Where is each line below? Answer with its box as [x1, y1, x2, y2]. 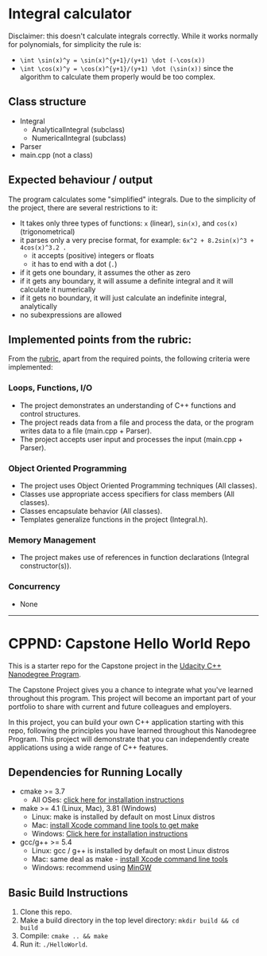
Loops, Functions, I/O [8, 382, 93, 394]
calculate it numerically [19, 284, 96, 294]
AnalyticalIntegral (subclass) [31, 124, 126, 134]
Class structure [8, 95, 87, 108]
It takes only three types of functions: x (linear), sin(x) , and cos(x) [19, 218, 238, 228]
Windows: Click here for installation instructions [31, 829, 188, 839]
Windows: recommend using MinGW [31, 863, 153, 872]
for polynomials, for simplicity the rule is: [8, 39, 141, 49]
